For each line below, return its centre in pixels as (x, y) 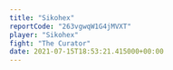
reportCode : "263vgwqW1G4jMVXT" (70, 26)
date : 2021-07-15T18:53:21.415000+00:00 (87, 52)
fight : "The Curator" (50, 43)
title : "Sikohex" (42, 18)
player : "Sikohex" (44, 35)
